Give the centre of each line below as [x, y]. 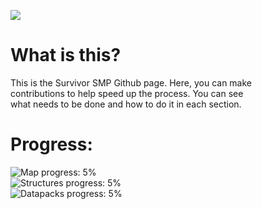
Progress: [51, 144]
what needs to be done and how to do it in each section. [126, 104]
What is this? [66, 55]
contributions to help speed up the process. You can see [127, 93]
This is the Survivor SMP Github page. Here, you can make [131, 82]
